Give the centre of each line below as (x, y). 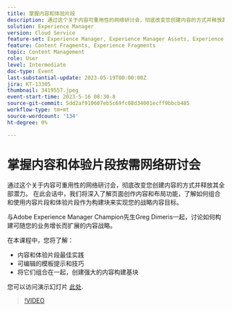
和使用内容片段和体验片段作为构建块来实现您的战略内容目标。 (95, 202)
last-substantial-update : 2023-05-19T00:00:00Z (77, 78)
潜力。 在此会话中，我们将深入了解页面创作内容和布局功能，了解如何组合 (117, 194)
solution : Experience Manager (51, 26)
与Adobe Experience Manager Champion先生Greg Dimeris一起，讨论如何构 (114, 217)
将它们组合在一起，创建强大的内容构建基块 (78, 272)
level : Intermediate (37, 65)
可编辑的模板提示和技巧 (50, 263)
